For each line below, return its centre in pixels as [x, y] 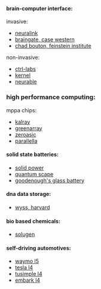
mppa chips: [22, 110]
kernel [23, 75]
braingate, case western [45, 39]
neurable [26, 82]
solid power [29, 168]
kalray [22, 122]
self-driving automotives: [39, 248]
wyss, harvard [32, 207]
